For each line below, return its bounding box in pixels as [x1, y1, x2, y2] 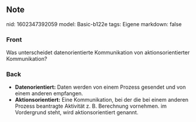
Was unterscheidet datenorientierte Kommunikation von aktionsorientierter [6, 49, 190, 56]
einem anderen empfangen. [14, 90, 84, 97]
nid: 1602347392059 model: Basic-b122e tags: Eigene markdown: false [6, 20, 182, 27]
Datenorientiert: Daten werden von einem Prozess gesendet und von [14, 83, 186, 91]
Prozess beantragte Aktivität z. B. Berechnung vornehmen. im [14, 102, 167, 110]
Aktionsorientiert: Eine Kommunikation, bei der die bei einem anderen [14, 96, 189, 104]
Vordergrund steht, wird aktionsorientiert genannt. [14, 109, 139, 116]
